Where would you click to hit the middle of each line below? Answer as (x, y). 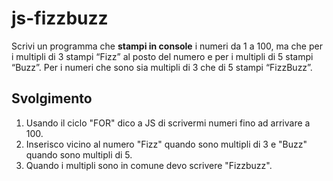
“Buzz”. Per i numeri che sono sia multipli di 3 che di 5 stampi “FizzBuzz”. (162, 67)
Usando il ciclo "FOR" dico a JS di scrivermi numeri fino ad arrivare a (168, 123)
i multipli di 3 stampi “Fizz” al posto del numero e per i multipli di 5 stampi (162, 56)
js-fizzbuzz (60, 18)
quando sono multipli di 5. (79, 154)
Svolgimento (52, 98)
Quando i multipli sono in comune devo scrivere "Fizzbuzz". (149, 165)
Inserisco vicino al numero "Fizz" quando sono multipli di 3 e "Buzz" (166, 144)
